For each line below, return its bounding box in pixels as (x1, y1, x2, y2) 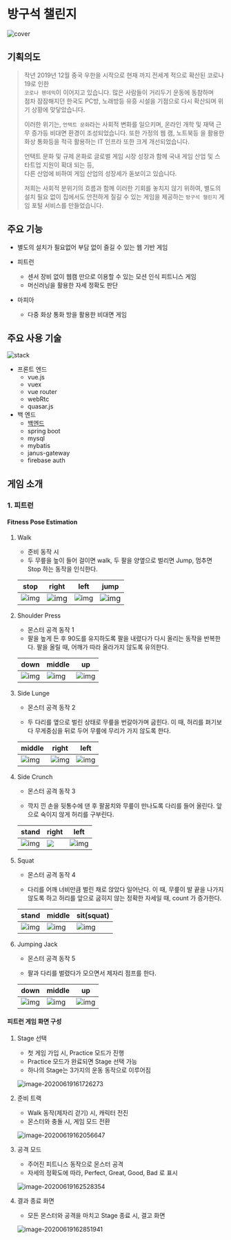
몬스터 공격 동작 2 (27, 703, 76, 711)
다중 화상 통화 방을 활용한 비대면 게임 (27, 310, 128, 318)
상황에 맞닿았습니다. (31, 105, 86, 114)
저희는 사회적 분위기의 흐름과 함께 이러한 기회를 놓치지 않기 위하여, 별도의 (23, 184, 221, 192)
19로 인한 (23, 79, 50, 88)
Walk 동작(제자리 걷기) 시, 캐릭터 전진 (27, 1109, 129, 1117)
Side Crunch (17, 772, 53, 780)
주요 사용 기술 (7, 332, 62, 344)
